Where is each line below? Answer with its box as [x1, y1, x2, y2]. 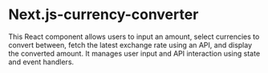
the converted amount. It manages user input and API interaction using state [8, 48, 261, 58]
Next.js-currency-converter [8, 6, 199, 24]
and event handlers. [8, 57, 75, 67]
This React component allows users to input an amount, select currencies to [8, 32, 260, 41]
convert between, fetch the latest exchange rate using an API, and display [8, 40, 253, 49]
